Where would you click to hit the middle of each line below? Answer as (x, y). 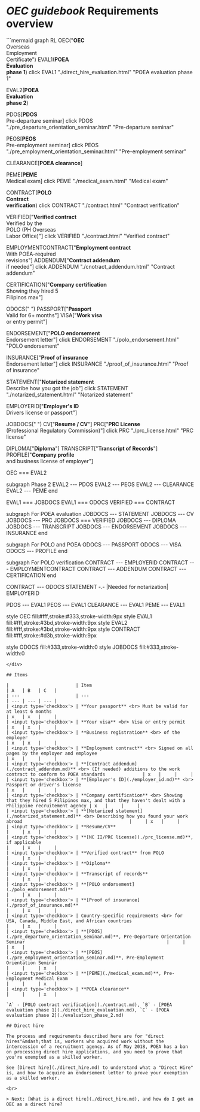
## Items (17, 675)
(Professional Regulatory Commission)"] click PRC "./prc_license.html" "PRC (100, 430)
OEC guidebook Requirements (83, 11)
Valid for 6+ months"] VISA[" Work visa (54, 315)
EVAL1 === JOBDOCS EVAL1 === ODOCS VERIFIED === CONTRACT (91, 502)
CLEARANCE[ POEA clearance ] (44, 163)
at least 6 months (29, 711)
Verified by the (24, 223)
